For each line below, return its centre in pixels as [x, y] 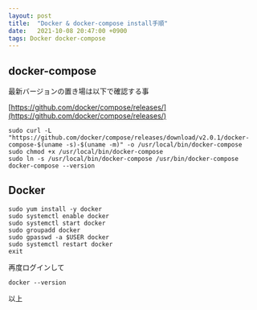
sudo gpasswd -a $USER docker [59, 237]
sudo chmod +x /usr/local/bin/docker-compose [86, 152]
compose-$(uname [35, 145]
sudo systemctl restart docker [61, 244]
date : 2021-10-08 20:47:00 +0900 [68, 31]
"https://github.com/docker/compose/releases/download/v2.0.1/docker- [129, 138]
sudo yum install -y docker [55, 209]
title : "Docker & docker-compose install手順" [88, 23]
